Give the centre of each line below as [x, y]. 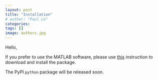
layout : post [19, 10]
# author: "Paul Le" [27, 19]
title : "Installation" [29, 14]
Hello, [11, 47]
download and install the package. [41, 62]
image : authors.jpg [26, 33]
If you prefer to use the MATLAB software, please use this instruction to [79, 57]
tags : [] [14, 28]
